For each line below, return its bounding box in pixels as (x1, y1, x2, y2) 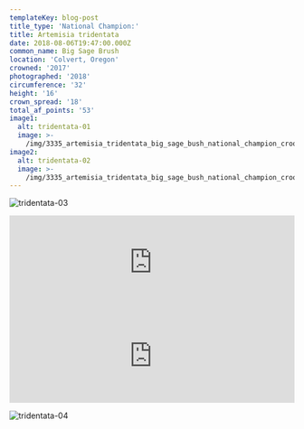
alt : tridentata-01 (17, 123, 91, 132)
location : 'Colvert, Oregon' (9, 55, 119, 64)
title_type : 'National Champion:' (9, 22, 140, 31)
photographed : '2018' (9, 72, 91, 81)
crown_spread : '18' (9, 97, 83, 107)
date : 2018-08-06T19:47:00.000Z (9, 38, 131, 48)
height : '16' (9, 89, 59, 98)
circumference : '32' (9, 80, 88, 89)
